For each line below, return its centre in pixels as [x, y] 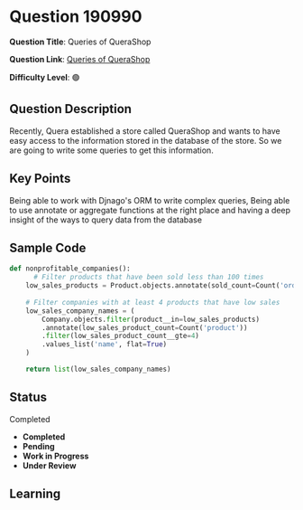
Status [28, 397]
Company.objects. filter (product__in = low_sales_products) [151, 319]
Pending [38, 446]
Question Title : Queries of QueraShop [80, 42]
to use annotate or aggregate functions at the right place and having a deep [150, 210]
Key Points [40, 179]
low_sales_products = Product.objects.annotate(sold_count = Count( [153, 286]
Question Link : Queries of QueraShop [80, 59]
